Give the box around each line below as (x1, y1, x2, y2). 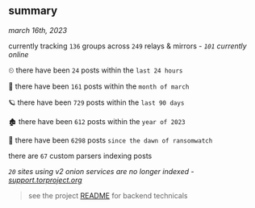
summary (8, 4, 58, 18)
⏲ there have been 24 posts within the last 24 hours (8, 65, 183, 75)
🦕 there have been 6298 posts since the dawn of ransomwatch (8, 135, 213, 145)
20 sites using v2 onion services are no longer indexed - (8, 166, 194, 176)
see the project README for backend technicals (27, 190, 188, 200)
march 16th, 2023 (8, 25, 67, 35)
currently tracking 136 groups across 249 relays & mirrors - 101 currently (8, 41, 248, 51)
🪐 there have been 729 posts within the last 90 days (8, 98, 185, 107)
